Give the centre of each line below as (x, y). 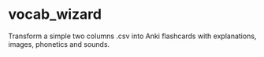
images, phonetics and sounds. (59, 44)
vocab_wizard (55, 14)
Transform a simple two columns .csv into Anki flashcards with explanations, (132, 36)
